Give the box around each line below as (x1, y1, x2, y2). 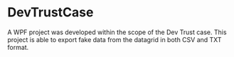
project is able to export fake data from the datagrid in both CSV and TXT (7, 35, 222, 43)
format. (7, 43, 29, 51)
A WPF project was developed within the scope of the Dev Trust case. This (7, 28, 227, 36)
